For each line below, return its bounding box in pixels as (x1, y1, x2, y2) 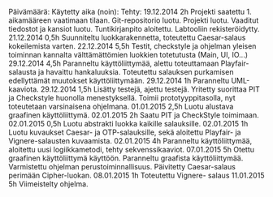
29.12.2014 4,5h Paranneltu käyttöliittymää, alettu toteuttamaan (8, 58, 219, 68)
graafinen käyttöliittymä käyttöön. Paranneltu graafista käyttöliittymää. (8, 153, 244, 163)
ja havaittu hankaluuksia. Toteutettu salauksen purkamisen (37, 67, 234, 76)
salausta (8, 67, 37, 76)
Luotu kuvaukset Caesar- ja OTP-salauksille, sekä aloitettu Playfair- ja (8, 127, 241, 137)
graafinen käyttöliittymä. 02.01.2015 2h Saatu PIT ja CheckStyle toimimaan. (8, 110, 260, 120)
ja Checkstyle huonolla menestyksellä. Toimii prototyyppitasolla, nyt (8, 93, 236, 102)
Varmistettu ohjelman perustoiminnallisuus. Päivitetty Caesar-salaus (8, 162, 236, 171)
